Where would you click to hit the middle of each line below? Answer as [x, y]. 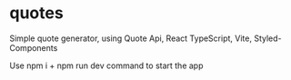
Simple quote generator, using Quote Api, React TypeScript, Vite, [131, 38]
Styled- [268, 38]
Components [34, 47]
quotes [36, 13]
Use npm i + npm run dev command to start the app [106, 65]
